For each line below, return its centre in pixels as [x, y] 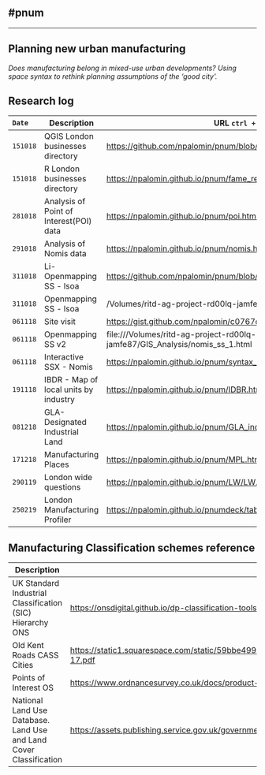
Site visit [60, 322]
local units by [69, 389]
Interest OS [33, 687]
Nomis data [65, 254]
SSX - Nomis [69, 367]
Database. [31, 721]
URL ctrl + [235, 123]
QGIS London [69, 136]
